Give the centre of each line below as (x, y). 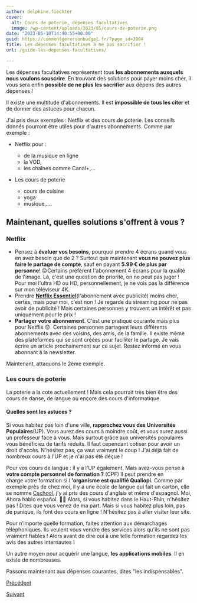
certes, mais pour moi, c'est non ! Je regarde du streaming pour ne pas (101, 302)
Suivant (15, 594)
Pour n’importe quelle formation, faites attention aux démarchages (87, 523)
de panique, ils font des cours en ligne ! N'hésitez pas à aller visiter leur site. (99, 511)
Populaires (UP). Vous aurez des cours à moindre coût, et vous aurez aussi (97, 431)
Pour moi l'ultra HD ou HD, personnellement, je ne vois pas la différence (102, 283)
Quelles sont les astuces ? (39, 412)
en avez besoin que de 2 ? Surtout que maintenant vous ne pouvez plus (102, 258)
